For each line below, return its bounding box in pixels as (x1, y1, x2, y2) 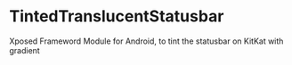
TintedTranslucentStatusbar (9, 6, 224, 27)
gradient (9, 45, 40, 55)
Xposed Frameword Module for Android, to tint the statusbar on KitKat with (9, 36, 284, 46)
